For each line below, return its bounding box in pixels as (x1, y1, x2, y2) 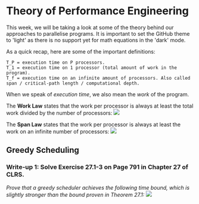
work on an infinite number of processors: (6, 128, 110, 135)
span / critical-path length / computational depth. (6, 80, 140, 86)
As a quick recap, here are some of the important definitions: (6, 48, 156, 55)
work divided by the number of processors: (6, 109, 113, 117)
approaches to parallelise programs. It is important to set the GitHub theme (6, 30, 190, 37)
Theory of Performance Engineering (6, 4, 189, 18)
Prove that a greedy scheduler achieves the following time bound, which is (6, 184, 189, 191)
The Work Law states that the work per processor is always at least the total (6, 102, 194, 109)
